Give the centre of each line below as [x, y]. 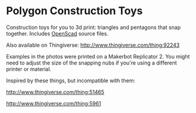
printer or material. [29, 69]
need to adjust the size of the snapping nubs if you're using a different [92, 63]
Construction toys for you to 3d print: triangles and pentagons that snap [94, 27]
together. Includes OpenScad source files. [57, 33]
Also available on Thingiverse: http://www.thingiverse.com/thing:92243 [93, 45]
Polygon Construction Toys [74, 11]
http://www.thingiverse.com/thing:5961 [54, 103]
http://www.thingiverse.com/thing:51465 [55, 92]
